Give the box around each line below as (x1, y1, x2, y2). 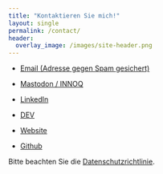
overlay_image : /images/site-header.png (15, 42, 153, 50)
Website (19, 126, 48, 136)
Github (19, 141, 43, 151)
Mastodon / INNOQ (19, 79, 84, 89)
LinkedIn (19, 95, 49, 104)
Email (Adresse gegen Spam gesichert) (19, 63, 150, 73)
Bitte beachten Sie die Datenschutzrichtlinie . (8, 157, 155, 167)
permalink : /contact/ (8, 26, 81, 34)
